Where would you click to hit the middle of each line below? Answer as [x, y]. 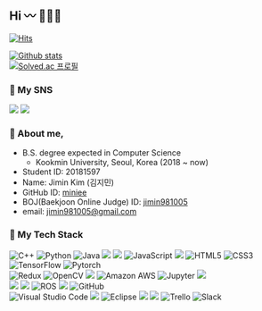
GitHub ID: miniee [54, 193]
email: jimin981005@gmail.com [79, 212]
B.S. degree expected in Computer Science [102, 153]
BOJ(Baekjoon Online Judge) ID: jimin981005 [105, 202]
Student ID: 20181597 [61, 172]
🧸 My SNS [31, 89]
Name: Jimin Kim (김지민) [68, 182]
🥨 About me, [37, 134]
